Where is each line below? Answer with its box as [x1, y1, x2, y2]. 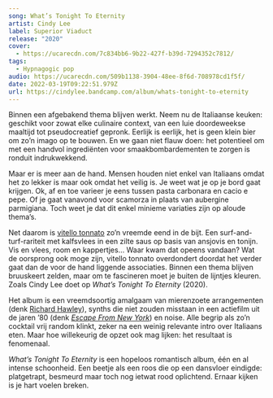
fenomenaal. [8, 339, 50, 348]
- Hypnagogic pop [15, 65, 75, 73]
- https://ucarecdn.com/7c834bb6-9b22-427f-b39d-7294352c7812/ [15, 50, 234, 58]
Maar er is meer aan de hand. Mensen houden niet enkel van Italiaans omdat [8, 168, 265, 179]
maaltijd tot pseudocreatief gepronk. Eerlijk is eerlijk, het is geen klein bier [8, 127, 256, 137]
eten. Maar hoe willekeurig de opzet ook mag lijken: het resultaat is [8, 330, 233, 340]
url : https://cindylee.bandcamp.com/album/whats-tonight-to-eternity [8, 87, 249, 96]
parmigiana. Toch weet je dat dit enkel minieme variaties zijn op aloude [8, 203, 246, 213]
